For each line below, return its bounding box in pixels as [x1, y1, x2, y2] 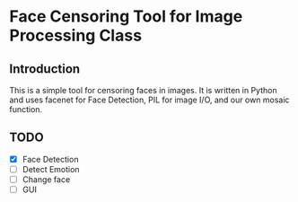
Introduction [9, 61, 81, 76]
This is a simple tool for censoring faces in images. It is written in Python [9, 85, 277, 95]
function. [9, 104, 43, 114]
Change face [22, 173, 71, 185]
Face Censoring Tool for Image [9, 6, 243, 27]
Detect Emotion [22, 163, 80, 174]
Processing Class [9, 25, 142, 46]
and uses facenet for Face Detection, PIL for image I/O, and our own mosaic [9, 94, 290, 105]
